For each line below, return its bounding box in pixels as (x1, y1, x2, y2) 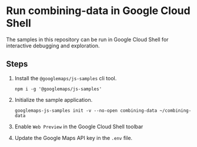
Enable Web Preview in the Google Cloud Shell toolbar (14, 123, 143, 130)
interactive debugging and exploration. (6, 42, 100, 49)
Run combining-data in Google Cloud (6, 4, 191, 18)
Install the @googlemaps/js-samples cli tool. (14, 74, 117, 81)
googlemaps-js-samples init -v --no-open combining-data (14, 107, 158, 114)
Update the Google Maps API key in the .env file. (14, 134, 133, 141)
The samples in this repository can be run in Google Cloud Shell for (6, 36, 169, 43)
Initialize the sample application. (14, 96, 93, 103)
